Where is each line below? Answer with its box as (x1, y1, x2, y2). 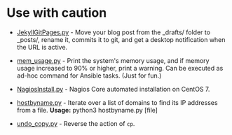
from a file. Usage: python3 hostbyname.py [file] (16, 106, 158, 114)
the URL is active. (16, 43, 68, 51)
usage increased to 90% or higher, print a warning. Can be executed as (16, 64, 224, 72)
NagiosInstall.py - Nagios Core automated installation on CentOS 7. (16, 85, 210, 93)
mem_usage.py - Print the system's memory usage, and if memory (16, 56, 210, 64)
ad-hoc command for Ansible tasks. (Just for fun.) (16, 71, 162, 80)
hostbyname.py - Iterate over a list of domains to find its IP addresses (16, 98, 218, 106)
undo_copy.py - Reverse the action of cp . (16, 119, 135, 127)
